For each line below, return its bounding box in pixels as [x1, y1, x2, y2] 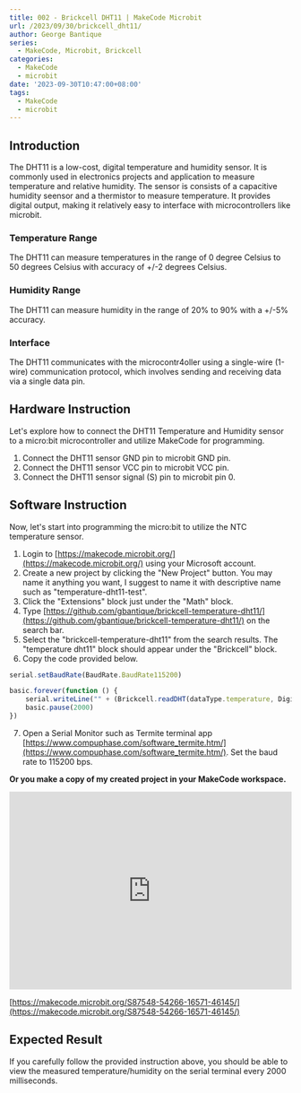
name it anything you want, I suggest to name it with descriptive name [21, 577, 281, 587]
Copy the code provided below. [21, 653, 139, 664]
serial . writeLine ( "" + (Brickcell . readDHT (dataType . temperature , [25, 695, 275, 704]
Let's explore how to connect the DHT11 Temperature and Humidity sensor [9, 425, 284, 436]
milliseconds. [9, 1075, 58, 1086]
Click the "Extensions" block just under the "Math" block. [21, 595, 234, 606]
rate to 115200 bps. [21, 756, 93, 767]
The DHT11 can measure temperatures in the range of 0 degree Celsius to [9, 252, 281, 263]
